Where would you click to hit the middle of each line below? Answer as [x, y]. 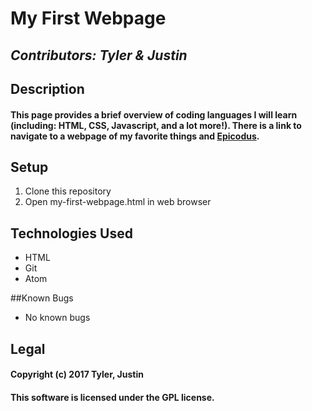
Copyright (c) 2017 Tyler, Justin [77, 374]
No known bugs [57, 318]
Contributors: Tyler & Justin [99, 55]
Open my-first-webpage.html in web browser [118, 202]
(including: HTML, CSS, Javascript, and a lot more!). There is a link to [156, 125]
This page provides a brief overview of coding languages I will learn [154, 114]
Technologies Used [71, 233]
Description [47, 88]
